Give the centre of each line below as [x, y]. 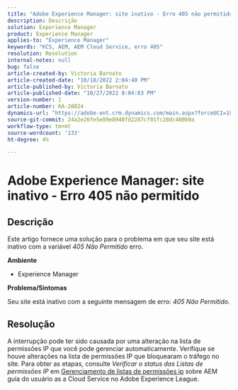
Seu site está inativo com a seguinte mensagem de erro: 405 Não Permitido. [119, 302]
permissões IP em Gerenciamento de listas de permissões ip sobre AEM [113, 372]
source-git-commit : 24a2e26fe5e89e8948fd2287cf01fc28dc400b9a [101, 119]
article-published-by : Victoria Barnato [68, 87]
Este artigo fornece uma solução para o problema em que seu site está [111, 239]
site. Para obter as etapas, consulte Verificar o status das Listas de [105, 364]
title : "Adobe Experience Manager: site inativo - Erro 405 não [104, 14]
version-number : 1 [34, 100]
